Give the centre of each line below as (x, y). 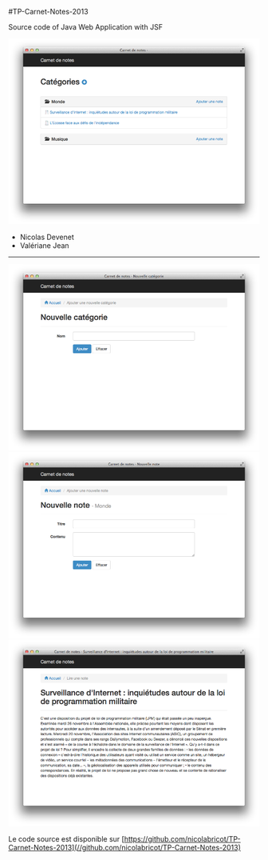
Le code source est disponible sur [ (67, 838)
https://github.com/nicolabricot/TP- (182, 838)
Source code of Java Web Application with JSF (86, 27)
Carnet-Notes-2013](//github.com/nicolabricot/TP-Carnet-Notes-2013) (125, 847)
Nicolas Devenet (47, 237)
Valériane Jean (44, 246)
